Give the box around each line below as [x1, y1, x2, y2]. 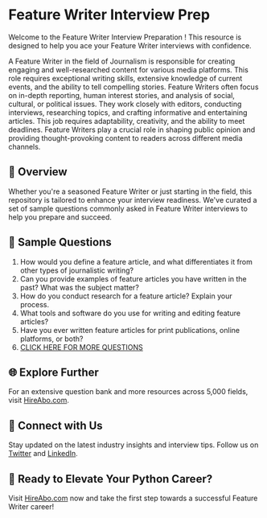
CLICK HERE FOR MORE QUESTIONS [19, 342, 143, 351]
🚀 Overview [8, 165, 68, 179]
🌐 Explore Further [8, 365, 99, 379]
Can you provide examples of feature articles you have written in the [19, 273, 247, 283]
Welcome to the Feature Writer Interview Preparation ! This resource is [8, 32, 242, 42]
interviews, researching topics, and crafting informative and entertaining [8, 107, 248, 117]
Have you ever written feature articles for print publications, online [19, 325, 240, 335]
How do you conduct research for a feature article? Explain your [19, 291, 232, 301]
